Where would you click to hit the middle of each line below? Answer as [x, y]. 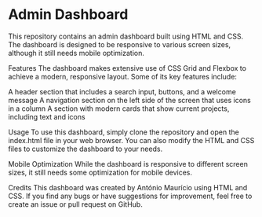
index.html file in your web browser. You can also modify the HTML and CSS [131, 140]
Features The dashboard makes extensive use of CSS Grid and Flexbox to [127, 68]
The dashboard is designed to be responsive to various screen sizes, [120, 44]
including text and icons [47, 116]
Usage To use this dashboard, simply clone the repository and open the [124, 132]
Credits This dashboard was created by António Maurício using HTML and [128, 187]
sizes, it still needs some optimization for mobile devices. [100, 172]
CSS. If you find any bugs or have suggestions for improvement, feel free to [130, 196]
